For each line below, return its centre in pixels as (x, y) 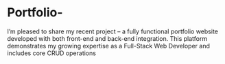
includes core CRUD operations (51, 53)
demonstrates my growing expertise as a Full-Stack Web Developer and (109, 46)
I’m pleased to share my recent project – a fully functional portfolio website (113, 31)
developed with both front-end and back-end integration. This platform (107, 38)
